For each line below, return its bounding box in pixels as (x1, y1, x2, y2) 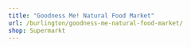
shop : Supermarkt (8, 26, 66, 34)
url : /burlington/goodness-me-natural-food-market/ (8, 19, 183, 27)
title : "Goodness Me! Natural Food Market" (8, 11, 155, 20)
